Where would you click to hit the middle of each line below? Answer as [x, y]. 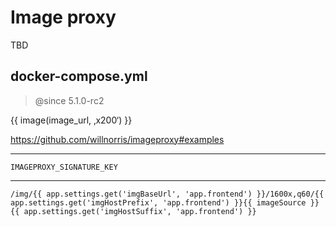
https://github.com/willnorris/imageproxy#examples [117, 139]
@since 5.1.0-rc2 [69, 100]
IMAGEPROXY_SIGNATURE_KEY [64, 167]
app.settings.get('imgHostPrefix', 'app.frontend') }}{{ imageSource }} [165, 202]
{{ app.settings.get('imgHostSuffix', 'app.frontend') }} [133, 211]
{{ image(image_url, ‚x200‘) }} [71, 120]
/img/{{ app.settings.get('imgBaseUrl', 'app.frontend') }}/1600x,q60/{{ [167, 194]
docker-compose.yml [79, 76]
